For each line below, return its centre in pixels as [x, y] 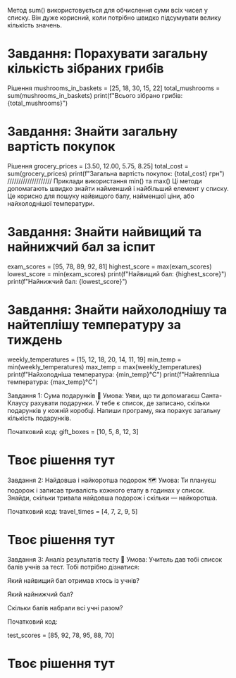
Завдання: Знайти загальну [93, 131]
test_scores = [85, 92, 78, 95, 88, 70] [61, 635]
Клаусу [18, 403]
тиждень [35, 340]
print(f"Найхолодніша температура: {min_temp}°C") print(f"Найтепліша [113, 374]
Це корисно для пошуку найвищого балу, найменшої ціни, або [101, 196]
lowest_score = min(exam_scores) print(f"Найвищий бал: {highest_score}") [117, 273]
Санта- [211, 395]
